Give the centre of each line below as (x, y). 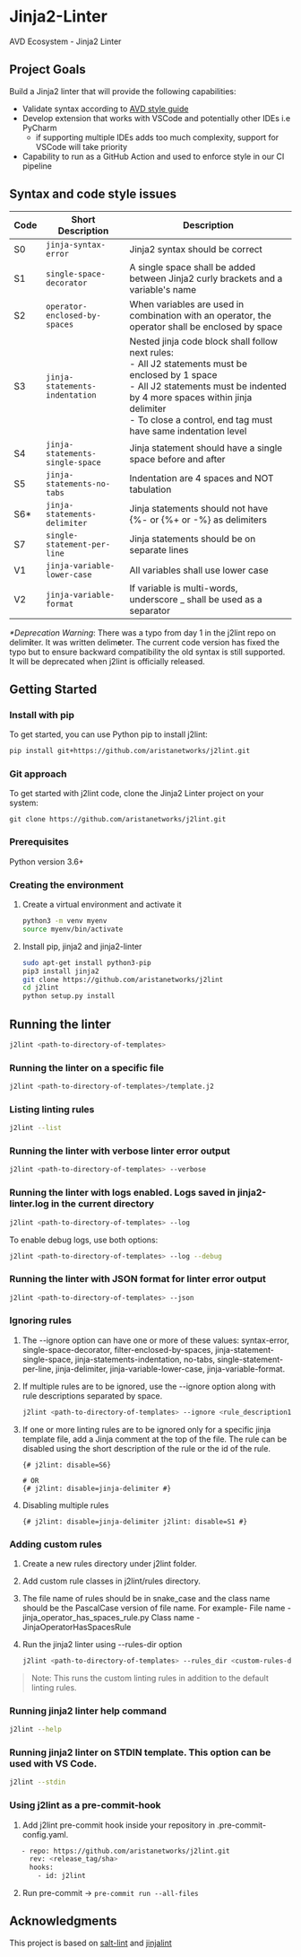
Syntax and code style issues (93, 194)
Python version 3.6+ (47, 861)
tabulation (150, 489)
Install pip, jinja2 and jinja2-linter (82, 946)
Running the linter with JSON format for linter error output (138, 1279)
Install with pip (42, 715)
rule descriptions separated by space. (92, 1395)
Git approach (38, 774)
